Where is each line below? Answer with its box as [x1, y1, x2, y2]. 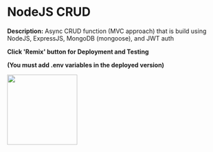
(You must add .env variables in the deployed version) [7, 61, 165, 69]
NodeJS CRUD [7, 4, 91, 20]
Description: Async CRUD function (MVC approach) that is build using [7, 27, 207, 35]
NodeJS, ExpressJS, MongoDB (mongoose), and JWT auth [7, 34, 174, 42]
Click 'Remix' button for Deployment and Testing [7, 47, 149, 56]
